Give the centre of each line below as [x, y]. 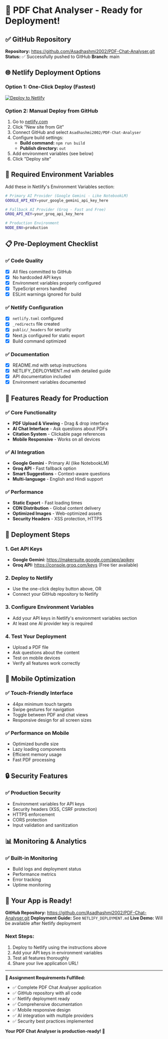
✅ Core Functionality [31, 412]
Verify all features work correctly [46, 663]
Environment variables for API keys [48, 804]
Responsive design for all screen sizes [52, 720]
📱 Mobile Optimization [40, 679]
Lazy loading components [39, 749]
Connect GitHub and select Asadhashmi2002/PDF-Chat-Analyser [77, 132]
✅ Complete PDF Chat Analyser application [57, 987]
